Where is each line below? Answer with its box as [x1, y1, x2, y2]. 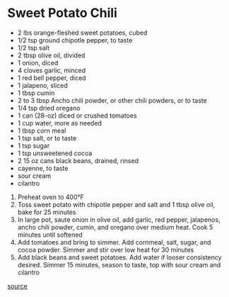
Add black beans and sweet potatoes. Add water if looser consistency [17, 253, 222, 262]
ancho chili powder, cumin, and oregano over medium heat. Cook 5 [17, 223, 213, 231]
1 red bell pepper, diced [17, 73, 86, 82]
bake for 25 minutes [17, 208, 76, 216]
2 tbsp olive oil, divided [17, 51, 86, 60]
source [7, 281, 28, 290]
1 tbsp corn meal [17, 126, 66, 135]
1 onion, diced [17, 58, 59, 67]
